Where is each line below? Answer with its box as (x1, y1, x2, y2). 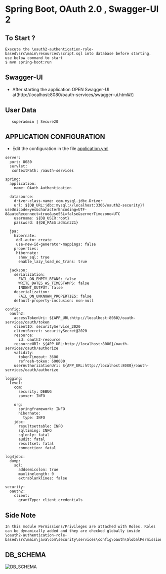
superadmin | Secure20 (11, 119, 58, 124)
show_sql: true (18, 255, 50, 260)
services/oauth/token (5, 320, 50, 325)
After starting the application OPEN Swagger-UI (12, 86, 110, 92)
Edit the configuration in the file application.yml (12, 146, 109, 152)
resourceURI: (14, 342, 41, 347)
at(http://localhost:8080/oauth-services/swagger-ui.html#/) (12, 92, 134, 98)
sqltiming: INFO (18, 428, 52, 433)
